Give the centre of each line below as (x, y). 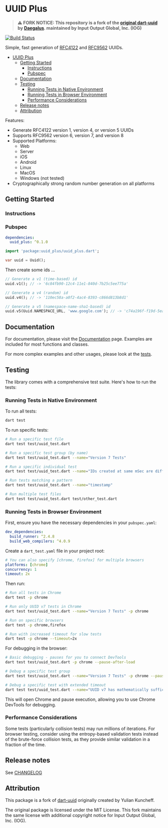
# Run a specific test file (34, 439)
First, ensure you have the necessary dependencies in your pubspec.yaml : (81, 523)
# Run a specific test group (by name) (47, 453)
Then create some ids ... (30, 270)
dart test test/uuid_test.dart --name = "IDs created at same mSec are (79, 471)
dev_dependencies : (24, 532)
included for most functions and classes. (47, 344)
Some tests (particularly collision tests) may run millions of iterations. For (80, 729)
